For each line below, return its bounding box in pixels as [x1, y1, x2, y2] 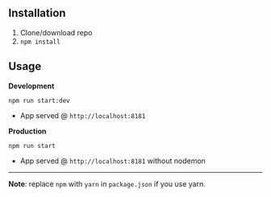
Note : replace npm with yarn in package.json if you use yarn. [8, 179, 206, 188]
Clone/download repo [19, 27, 93, 37]
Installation [8, 6, 66, 20]
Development [8, 80, 55, 91]
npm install [19, 38, 60, 46]
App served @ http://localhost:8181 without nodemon [19, 156, 206, 166]
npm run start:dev [8, 96, 70, 105]
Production [8, 126, 47, 136]
